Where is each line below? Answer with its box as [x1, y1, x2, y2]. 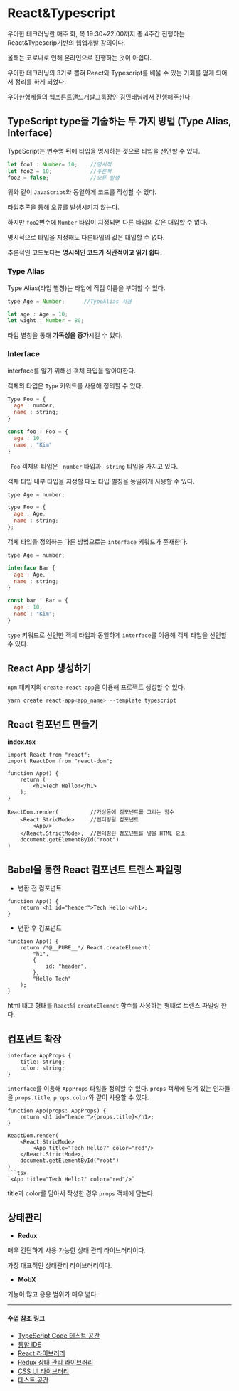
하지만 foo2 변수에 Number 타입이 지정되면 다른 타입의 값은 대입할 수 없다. [7, 218, 208, 227]
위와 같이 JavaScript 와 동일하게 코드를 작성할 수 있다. [7, 188, 157, 196]
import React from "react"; [7, 752, 91, 759]
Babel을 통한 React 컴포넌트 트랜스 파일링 [7, 863, 183, 875]
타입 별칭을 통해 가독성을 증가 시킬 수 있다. [7, 331, 123, 339]
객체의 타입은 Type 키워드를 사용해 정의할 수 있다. [7, 381, 144, 390]
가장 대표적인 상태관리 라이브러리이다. [7, 1261, 112, 1269]
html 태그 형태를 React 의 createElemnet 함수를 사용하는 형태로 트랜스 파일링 [7, 1001, 220, 1010]
